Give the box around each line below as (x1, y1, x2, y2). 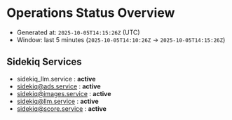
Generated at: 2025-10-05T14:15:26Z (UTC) (16, 28, 141, 36)
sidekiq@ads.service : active (16, 82, 101, 91)
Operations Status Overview (6, 5, 175, 21)
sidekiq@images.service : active (16, 89, 111, 98)
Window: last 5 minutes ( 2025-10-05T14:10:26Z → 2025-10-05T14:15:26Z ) (16, 35, 226, 44)
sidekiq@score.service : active (16, 104, 107, 113)
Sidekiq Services (6, 56, 82, 68)
